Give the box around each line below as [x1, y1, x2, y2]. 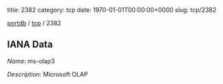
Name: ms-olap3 [7, 57, 55, 65]
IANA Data [7, 39, 53, 51]
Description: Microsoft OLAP [7, 70, 88, 78]
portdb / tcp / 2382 [7, 19, 62, 27]
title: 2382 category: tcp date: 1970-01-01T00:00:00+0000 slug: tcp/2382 [7, 6, 217, 14]
